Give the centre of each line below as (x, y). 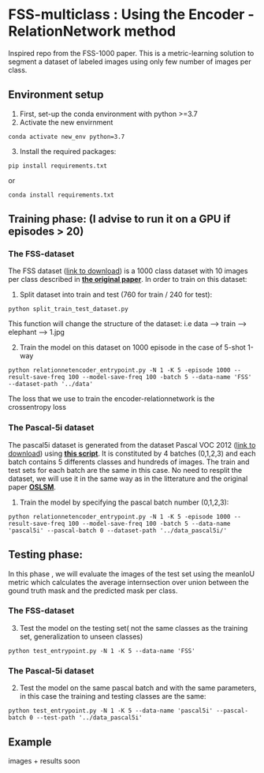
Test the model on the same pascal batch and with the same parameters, (138, 688)
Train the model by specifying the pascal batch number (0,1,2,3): (124, 502)
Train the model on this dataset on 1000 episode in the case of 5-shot (132, 347)
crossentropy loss (37, 407)
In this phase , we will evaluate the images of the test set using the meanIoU (131, 573)
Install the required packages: (68, 151)
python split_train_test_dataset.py (68, 310)
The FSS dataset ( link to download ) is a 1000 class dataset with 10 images (128, 271)
